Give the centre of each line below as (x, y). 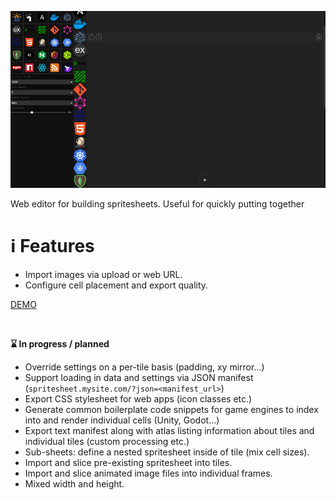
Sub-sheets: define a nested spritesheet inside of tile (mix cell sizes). (167, 452)
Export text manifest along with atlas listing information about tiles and (169, 431)
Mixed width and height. (74, 484)
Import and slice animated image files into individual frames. (148, 473)
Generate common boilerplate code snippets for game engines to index (171, 410)
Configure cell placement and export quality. (116, 285)
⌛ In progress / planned (60, 344)
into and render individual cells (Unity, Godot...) (122, 420)
